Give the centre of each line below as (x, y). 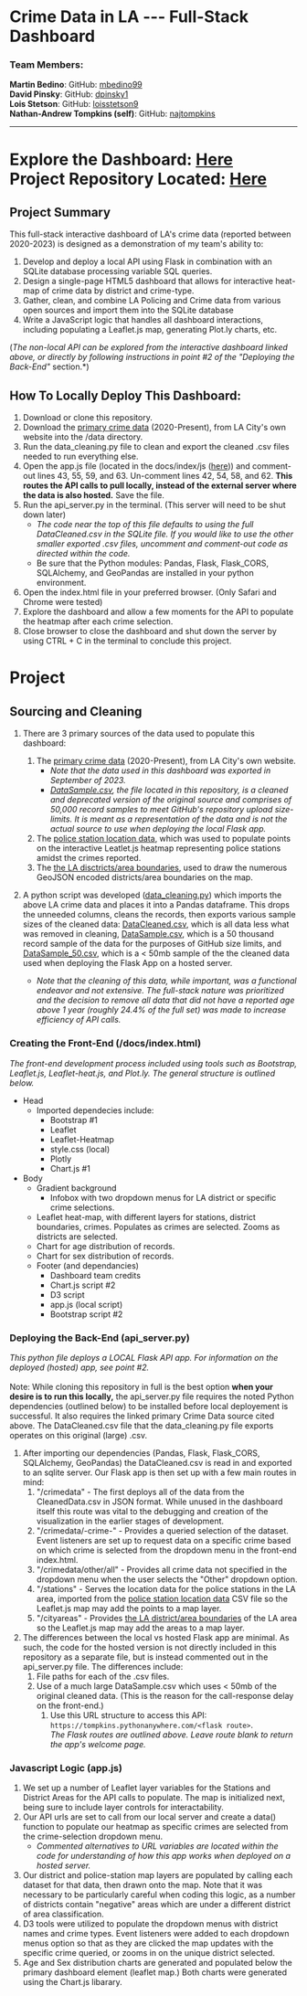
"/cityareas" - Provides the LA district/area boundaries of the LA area (167, 1618)
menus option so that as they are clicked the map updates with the (148, 1943)
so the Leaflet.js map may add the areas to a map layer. (140, 1628)
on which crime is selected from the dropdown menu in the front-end (166, 1550)
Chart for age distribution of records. (106, 1246)
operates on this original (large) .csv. (79, 1435)
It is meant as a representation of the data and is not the (181, 819)
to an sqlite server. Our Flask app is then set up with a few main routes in (159, 1472)
